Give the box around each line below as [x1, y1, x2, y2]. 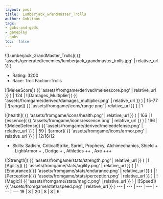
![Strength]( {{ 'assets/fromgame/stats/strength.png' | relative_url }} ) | [5, 157, 147, 163]
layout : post [5, 7, 32, 12]
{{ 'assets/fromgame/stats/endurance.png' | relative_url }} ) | [32, 168, 155, 174]
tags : [5, 21, 16, 26]
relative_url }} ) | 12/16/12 [5, 133, 55, 139]
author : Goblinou [5, 16, 41, 21]
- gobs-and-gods [5, 25, 38, 30]
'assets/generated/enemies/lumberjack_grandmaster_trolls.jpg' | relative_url [5, 57, 159, 64]
